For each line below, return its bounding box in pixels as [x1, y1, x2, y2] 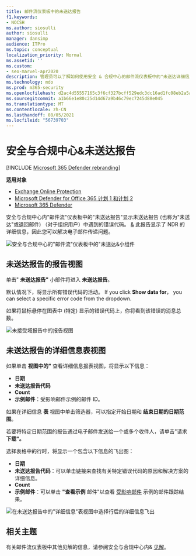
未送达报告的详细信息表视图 [6, 346, 106, 356]
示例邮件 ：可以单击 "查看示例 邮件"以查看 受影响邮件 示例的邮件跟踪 [14, 488, 179, 495]
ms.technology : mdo [6, 80, 54, 85]
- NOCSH [6, 19, 25, 25]
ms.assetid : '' [6, 57, 43, 63]
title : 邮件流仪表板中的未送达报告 [6, 8, 81, 15]
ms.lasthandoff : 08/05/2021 [6, 112, 75, 118]
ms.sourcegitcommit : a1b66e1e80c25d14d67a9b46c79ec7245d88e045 [6, 95, 163, 101]
